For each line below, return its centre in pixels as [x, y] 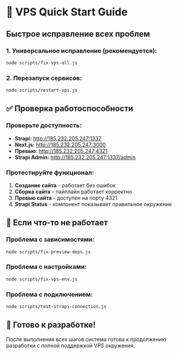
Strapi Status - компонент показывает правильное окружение [93, 204]
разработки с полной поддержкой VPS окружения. [71, 346]
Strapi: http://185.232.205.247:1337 [58, 138]
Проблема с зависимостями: [50, 240]
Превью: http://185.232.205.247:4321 [61, 151]
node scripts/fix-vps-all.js [42, 63]
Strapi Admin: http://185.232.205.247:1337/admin [75, 157]
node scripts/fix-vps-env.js [42, 279]
